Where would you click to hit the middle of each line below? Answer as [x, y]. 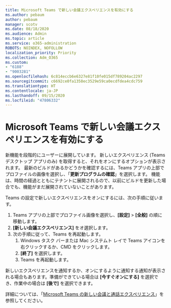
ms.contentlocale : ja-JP [32, 91]
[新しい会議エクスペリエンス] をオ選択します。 [62, 228]
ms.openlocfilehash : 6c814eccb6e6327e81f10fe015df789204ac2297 [74, 77]
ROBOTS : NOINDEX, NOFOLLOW [34, 48]
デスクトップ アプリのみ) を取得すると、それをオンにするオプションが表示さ [86, 161]
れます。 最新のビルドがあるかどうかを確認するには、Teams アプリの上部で [85, 168]
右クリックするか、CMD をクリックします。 [66, 247]
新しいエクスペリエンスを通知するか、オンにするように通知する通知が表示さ [86, 271]
